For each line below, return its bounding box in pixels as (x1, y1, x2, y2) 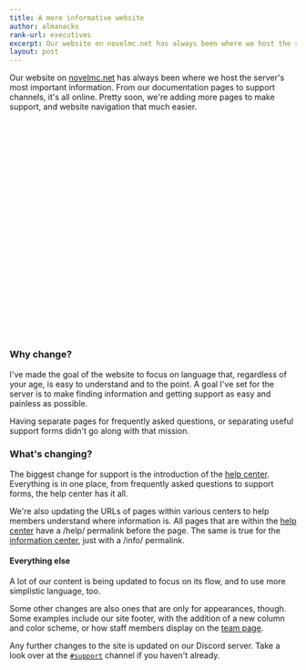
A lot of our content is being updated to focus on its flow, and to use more (9, 576, 286, 586)
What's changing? (9, 448, 93, 460)
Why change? (9, 348, 73, 361)
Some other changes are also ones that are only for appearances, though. (9, 603, 287, 613)
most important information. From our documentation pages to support (9, 82, 276, 93)
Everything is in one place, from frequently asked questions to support (9, 478, 274, 489)
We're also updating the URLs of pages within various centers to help (9, 505, 270, 516)
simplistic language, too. (9, 585, 101, 596)
